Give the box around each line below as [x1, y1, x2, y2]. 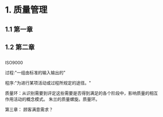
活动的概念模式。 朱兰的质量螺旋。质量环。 [13, 96, 100, 102]
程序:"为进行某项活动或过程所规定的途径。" [5, 80, 91, 86]
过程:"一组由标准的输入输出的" [5, 70, 66, 75]
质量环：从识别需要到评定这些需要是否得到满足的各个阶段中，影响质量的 [5, 90, 149, 96]
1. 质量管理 [5, 4, 48, 15]
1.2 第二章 [5, 43, 35, 51]
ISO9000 [5, 60, 23, 66]
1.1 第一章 [5, 25, 33, 33]
